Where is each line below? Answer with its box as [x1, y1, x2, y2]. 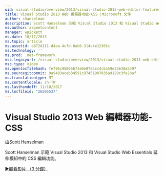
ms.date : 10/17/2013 [5, 35, 47, 40]
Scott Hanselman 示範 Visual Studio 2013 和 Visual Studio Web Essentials [5, 150, 152, 155]
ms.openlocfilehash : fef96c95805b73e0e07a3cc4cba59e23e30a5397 [5, 66, 137, 71]
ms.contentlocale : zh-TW [5, 80, 56, 85]
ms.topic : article [5, 39, 42, 44]
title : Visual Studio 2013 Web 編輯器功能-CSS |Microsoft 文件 [5, 12, 131, 17]
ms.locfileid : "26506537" [5, 89, 58, 94]
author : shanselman [5, 16, 45, 21]
